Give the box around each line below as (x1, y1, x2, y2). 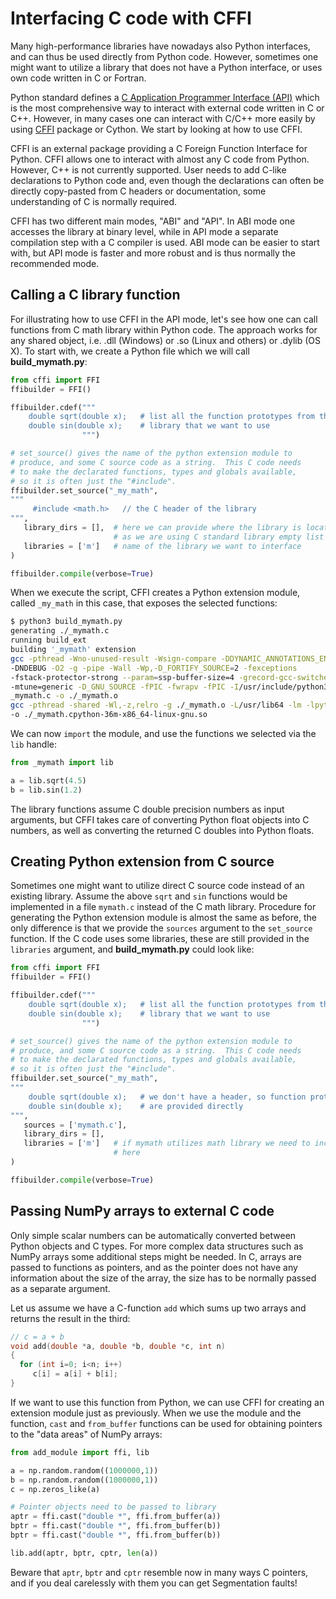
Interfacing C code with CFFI (10, 7, 252, 30)
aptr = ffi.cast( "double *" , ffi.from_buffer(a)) (10, 1512, 222, 1522)
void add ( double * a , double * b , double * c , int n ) (10, 1341, 226, 1351)
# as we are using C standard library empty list (113, 532, 325, 542)
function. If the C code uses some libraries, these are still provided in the (10, 933, 310, 945)
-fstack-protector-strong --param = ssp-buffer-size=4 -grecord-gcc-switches (10, 672, 333, 682)
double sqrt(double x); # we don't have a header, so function (28, 1092, 307, 1102)
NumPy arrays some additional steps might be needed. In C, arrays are (10, 1250, 302, 1262)
